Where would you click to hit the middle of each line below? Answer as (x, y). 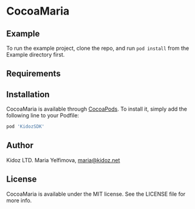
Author (20, 146)
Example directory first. (36, 55)
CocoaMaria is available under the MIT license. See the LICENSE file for (96, 194)
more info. (19, 200)
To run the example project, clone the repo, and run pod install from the (98, 48)
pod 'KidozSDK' (26, 127)
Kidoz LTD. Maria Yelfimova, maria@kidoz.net (63, 160)
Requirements (33, 74)
